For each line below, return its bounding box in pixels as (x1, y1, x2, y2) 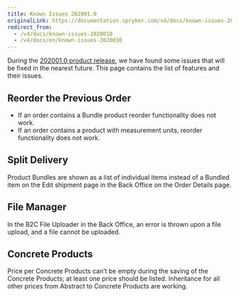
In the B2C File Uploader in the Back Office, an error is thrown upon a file (7, 220, 222, 228)
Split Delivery (7, 154, 69, 166)
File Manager (7, 201, 67, 213)
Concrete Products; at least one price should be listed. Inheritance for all (7, 274, 221, 283)
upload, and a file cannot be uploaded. (7, 227, 121, 236)
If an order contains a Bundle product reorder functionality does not (17, 111, 217, 119)
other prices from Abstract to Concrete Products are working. (7, 282, 188, 291)
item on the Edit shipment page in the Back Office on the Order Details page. (7, 180, 232, 189)
